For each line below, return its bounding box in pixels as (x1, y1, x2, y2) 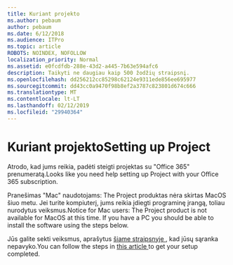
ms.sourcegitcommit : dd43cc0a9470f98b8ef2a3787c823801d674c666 (7, 82, 197, 90)
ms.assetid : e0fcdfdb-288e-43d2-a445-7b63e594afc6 (7, 63, 159, 70)
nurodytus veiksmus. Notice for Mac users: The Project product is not (7, 206, 207, 214)
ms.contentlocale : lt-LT (7, 96, 80, 103)
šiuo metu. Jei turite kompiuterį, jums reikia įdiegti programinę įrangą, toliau (7, 198, 225, 207)
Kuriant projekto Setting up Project (7, 139, 211, 155)
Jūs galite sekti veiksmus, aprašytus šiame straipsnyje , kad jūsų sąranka (7, 234, 219, 243)
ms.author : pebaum (7, 17, 61, 24)
